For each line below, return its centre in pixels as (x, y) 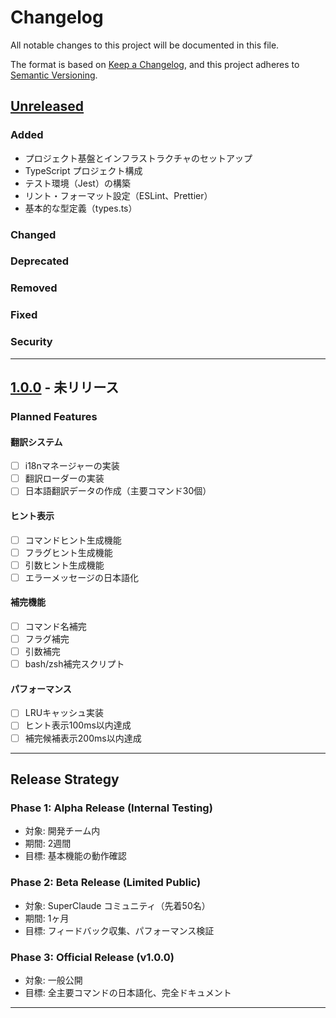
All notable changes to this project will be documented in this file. (145, 45)
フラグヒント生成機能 (68, 552)
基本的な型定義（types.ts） (81, 208)
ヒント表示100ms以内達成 (78, 725)
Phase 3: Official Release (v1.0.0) (92, 957)
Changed (33, 234)
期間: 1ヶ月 (47, 918)
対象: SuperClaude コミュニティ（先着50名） (117, 905)
